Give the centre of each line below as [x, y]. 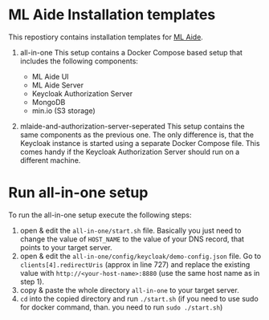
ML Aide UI [51, 76]
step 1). [32, 282]
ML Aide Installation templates [112, 15]
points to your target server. [66, 247]
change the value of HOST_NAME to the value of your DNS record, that [132, 239]
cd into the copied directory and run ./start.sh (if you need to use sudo [139, 298]
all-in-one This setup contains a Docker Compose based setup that [131, 52]
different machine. [50, 160]
